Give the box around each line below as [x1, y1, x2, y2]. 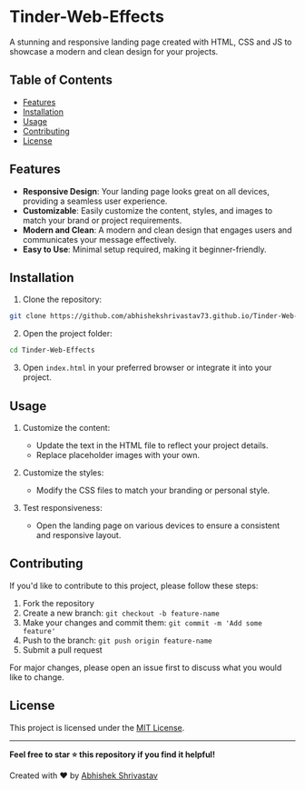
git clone [9, 312, 47, 321]
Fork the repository [22, 597, 95, 608]
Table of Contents [9, 73, 113, 88]
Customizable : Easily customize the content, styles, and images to [22, 205, 273, 215]
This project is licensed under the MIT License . [9, 722, 185, 733]
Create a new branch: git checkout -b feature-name [22, 607, 220, 618]
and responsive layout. [35, 529, 122, 540]
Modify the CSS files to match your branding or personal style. [35, 485, 271, 495]
